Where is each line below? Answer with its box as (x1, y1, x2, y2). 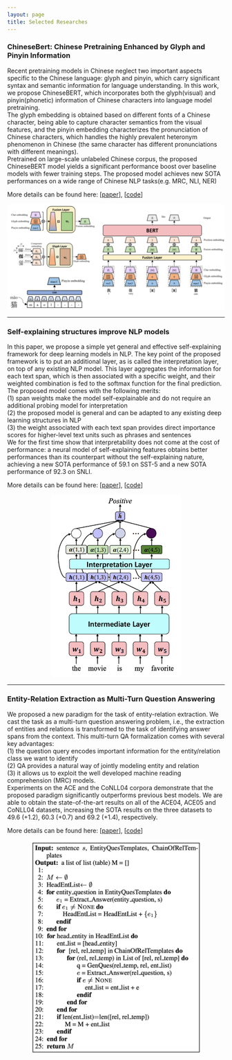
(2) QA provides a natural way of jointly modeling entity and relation (7, 761, 200, 769)
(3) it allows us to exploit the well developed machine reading (7, 769, 182, 777)
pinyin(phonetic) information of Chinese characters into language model (7, 95, 213, 104)
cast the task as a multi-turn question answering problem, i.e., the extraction (7, 717, 224, 726)
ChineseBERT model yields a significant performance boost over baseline (7, 162, 217, 170)
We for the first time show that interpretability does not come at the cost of (7, 438, 220, 446)
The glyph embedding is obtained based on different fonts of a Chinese (7, 111, 211, 119)
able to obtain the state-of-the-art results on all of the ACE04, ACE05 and (7, 798, 216, 806)
